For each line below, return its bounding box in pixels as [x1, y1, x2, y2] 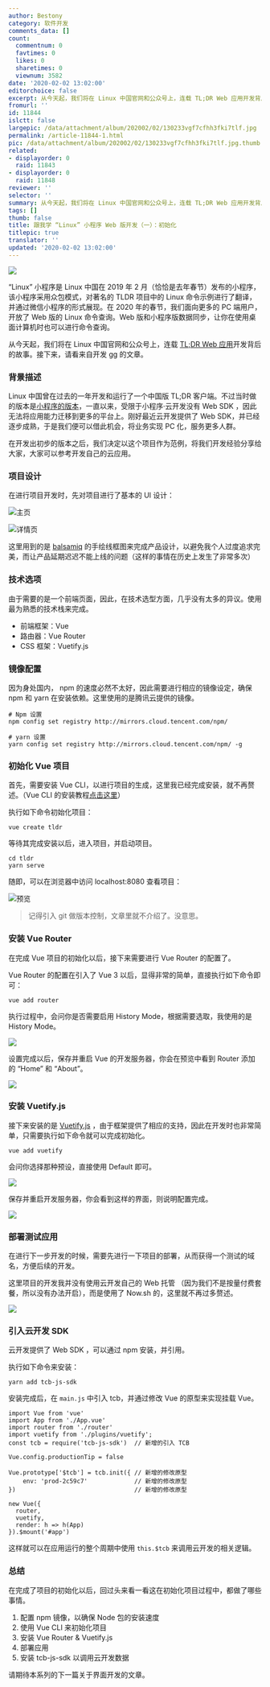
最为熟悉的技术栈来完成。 [8, 604, 93, 613]
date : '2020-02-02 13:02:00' [8, 79, 106, 87]
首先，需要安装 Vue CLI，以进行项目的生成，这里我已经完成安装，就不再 [8, 780, 247, 790]
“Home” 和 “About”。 [17, 1063, 88, 1073]
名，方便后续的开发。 [8, 1261, 79, 1271]
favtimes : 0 [15, 49, 56, 57]
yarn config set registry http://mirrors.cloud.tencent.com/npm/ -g [8, 740, 243, 749]
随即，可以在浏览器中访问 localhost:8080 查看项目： [8, 876, 182, 886]
